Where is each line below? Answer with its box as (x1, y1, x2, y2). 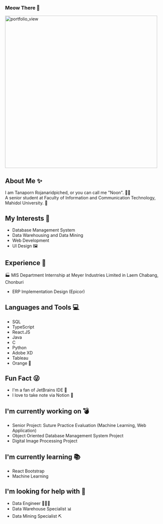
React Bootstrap (12, 468, 45, 474)
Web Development (12, 237, 50, 243)
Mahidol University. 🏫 (5, 200, 48, 206)
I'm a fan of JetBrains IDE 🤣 (12, 387, 67, 393)
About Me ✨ (5, 176, 42, 185)
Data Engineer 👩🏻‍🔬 (12, 500, 51, 506)
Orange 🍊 (12, 360, 32, 366)
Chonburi (5, 279, 24, 285)
